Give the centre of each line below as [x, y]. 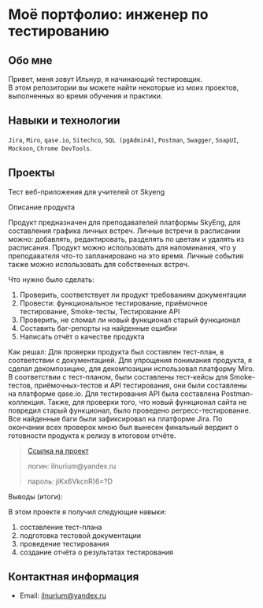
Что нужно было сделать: [51, 279]
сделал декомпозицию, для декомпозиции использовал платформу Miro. [131, 369]
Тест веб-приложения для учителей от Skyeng [87, 191]
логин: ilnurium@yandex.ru [72, 465]
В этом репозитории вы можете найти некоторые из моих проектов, [124, 87]
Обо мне [30, 60]
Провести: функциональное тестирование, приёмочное [114, 303]
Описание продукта [42, 207]
